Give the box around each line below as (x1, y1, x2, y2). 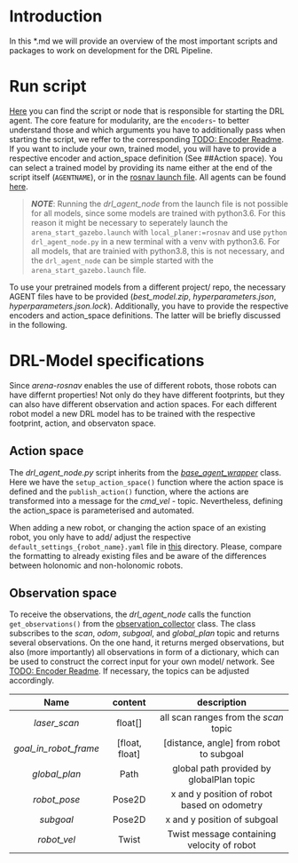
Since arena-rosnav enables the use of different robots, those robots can (9, 380, 277, 390)
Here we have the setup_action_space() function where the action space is (9, 476, 284, 487)
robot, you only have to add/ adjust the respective (9, 531, 192, 542)
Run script (9, 76, 87, 97)
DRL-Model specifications (9, 351, 205, 371)
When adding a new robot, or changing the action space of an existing (9, 522, 266, 532)
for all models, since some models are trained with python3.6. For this (30, 207, 286, 219)
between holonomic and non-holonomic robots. (9, 560, 184, 571)
